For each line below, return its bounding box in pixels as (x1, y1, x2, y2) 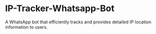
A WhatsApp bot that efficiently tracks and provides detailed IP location (5, 19, 152, 25)
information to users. (5, 24, 48, 30)
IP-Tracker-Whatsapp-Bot (5, 3, 115, 14)
